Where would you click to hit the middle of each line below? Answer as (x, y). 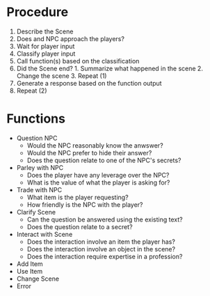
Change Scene (38, 279)
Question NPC (37, 138)
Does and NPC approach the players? (70, 38)
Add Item (30, 264)
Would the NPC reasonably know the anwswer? (95, 145)
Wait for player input (46, 46)
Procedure (38, 12)
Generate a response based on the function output (89, 83)
